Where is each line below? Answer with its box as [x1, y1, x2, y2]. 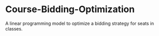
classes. [5, 25, 23, 31]
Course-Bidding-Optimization [5, 4, 135, 15]
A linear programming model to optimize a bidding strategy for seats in [5, 20, 154, 26]
